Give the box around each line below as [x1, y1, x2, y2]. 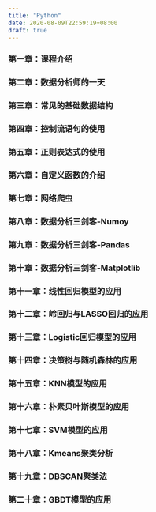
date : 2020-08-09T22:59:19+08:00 [8, 19, 118, 27]
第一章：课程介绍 [8, 54, 73, 65]
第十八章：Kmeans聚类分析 [8, 447, 113, 458]
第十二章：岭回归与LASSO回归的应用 [8, 309, 149, 320]
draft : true [8, 26, 47, 34]
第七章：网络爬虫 [8, 193, 73, 204]
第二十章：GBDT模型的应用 [8, 494, 112, 505]
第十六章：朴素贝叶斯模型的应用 [8, 401, 130, 412]
